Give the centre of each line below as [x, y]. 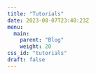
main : [22, 33]
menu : [15, 27]
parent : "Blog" [42, 40]
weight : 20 [36, 47]
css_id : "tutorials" [37, 54]
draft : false [26, 60]
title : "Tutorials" [36, 14]
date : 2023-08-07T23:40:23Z [48, 20]
